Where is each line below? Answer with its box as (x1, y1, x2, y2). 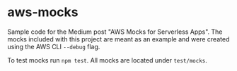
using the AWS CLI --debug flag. (7, 42, 100, 51)
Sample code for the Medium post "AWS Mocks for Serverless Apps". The (7, 27, 223, 36)
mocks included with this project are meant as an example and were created (7, 34, 230, 43)
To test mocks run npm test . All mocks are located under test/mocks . (7, 56, 207, 64)
